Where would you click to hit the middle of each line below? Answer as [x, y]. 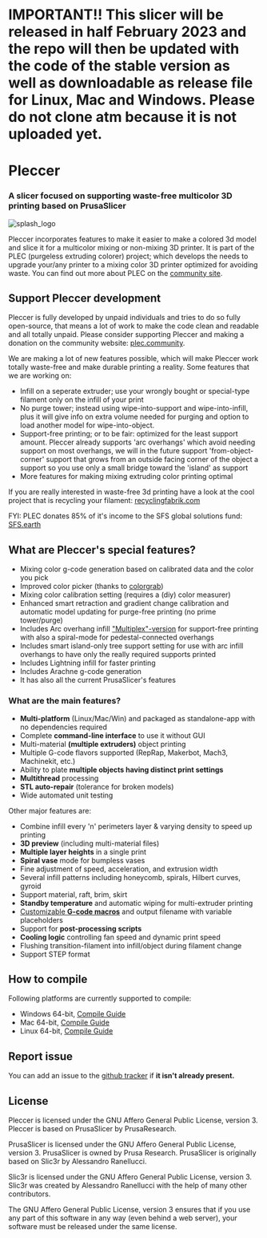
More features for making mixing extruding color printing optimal [126, 477]
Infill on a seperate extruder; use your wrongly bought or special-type [135, 392]
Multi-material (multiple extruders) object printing [103, 744]
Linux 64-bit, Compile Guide [66, 1031]
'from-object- [231, 451]
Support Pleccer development [85, 298]
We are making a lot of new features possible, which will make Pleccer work [133, 359]
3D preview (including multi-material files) [90, 843]
